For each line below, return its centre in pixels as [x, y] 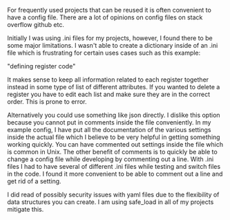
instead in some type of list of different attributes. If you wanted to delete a [114, 87]
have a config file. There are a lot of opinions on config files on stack [105, 17]
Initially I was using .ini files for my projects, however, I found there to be [110, 38]
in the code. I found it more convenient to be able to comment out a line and [115, 174]
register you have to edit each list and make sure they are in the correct [109, 94]
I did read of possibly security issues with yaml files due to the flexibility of [113, 194]
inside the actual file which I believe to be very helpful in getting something [114, 137]
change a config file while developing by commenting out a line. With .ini [111, 159]
